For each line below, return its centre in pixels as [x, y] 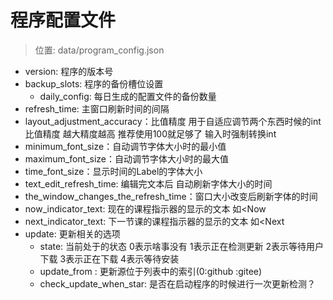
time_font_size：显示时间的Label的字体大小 [113, 171]
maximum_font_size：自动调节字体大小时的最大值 [127, 158]
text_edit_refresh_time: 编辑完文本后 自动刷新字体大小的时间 [148, 183]
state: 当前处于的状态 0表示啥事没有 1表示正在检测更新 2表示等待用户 [181, 246]
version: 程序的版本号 [69, 71]
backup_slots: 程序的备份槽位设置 [94, 83]
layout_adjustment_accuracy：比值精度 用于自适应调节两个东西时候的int [173, 121]
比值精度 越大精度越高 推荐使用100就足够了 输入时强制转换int [150, 133]
